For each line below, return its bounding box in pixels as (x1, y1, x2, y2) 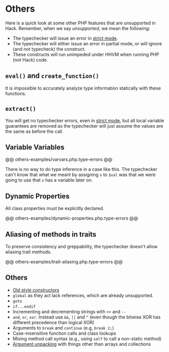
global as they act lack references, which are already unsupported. (12, 292, 154, 298)
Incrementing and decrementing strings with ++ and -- (12, 308, 126, 314)
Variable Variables (5, 143, 64, 152)
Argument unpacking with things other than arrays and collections (12, 341, 151, 347)
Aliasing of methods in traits (5, 230, 96, 239)
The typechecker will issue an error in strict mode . (12, 35, 118, 41)
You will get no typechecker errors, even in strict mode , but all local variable (5, 118, 164, 124)
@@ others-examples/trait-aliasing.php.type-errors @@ (5, 259, 123, 265)
